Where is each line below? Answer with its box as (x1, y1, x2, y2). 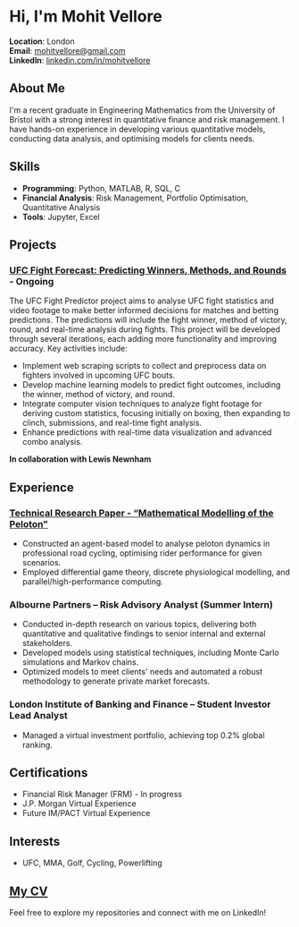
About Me (9, 81, 65, 96)
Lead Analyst (9, 710, 69, 722)
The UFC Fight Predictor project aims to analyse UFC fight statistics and (9, 295, 275, 306)
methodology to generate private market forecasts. (21, 676, 211, 686)
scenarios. (21, 557, 62, 567)
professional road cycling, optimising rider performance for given (21, 548, 262, 558)
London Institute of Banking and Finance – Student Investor (9, 698, 271, 710)
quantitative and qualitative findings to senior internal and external (21, 628, 266, 639)
